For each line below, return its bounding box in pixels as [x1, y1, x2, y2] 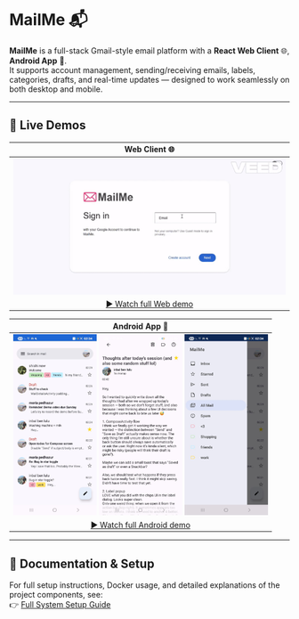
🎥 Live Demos [9, 118, 86, 133]
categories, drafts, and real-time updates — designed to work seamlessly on [9, 74, 290, 85]
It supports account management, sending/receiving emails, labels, [9, 64, 256, 75]
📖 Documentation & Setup [9, 556, 155, 571]
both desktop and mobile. [9, 84, 103, 94]
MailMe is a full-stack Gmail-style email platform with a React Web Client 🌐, [9, 45, 290, 56]
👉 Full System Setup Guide [9, 599, 111, 609]
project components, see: [9, 589, 103, 599]
